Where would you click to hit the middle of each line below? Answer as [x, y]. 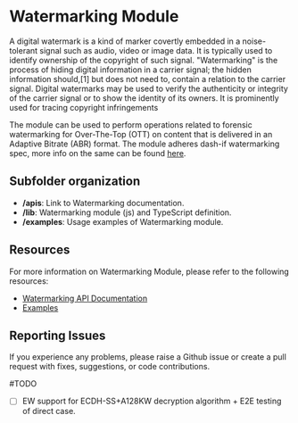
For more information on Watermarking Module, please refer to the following [149, 271]
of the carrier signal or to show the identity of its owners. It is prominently [144, 98]
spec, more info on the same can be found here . [98, 153]
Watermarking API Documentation [85, 298]
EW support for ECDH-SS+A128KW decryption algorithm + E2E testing [152, 401]
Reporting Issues [58, 335]
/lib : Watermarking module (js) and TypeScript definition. [127, 212]
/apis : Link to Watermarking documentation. [103, 203]
